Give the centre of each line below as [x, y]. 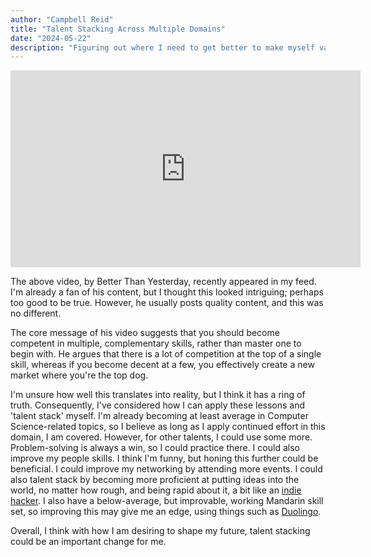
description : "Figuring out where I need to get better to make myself [162, 47]
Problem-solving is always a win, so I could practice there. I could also [155, 448]
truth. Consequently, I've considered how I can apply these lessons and [158, 405]
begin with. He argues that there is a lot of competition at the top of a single [166, 354]
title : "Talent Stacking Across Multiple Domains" [118, 29]
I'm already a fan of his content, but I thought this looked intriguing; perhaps [167, 292]
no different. [36, 313]
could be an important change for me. [88, 542]
